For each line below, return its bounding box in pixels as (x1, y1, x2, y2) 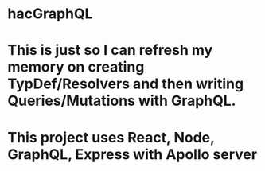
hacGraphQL (7, 5, 93, 23)
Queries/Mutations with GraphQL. (7, 92, 236, 110)
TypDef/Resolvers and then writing (7, 75, 244, 93)
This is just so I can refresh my (7, 41, 213, 60)
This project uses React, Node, (7, 128, 215, 146)
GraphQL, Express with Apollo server (7, 145, 258, 163)
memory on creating (7, 58, 145, 76)
